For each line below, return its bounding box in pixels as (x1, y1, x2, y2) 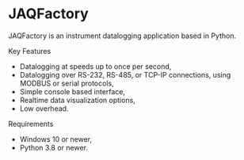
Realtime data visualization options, (19, 95, 136, 105)
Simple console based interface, (19, 86, 125, 96)
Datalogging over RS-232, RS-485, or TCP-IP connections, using (19, 70, 231, 79)
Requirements (8, 119, 54, 128)
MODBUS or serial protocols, (19, 78, 114, 88)
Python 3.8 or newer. (19, 143, 89, 152)
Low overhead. (19, 104, 69, 113)
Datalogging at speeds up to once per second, (19, 61, 172, 71)
